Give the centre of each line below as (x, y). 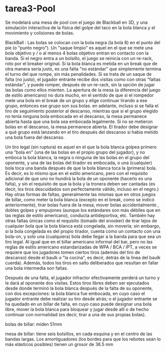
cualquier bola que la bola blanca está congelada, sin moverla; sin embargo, (83, 226)
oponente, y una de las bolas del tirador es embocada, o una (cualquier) (79, 163)
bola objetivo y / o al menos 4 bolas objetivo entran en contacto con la (77, 53)
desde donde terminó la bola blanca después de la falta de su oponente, (79, 288)
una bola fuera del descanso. (35, 137)
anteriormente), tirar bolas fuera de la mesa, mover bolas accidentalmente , (82, 205)
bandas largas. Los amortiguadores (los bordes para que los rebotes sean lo (83, 339)
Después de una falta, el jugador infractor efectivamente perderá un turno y (83, 278)
